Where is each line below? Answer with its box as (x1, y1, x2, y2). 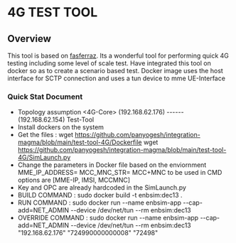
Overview (7, 33, 52, 45)
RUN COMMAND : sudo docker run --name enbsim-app (17, 198, 182, 207)
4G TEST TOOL (7, 4, 98, 21)
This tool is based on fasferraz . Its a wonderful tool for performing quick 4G (7, 51, 230, 60)
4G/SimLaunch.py (17, 153, 71, 162)
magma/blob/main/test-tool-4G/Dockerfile (17, 138, 142, 146)
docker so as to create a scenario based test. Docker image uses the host (7, 67, 224, 75)
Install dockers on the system (17, 123, 104, 131)
